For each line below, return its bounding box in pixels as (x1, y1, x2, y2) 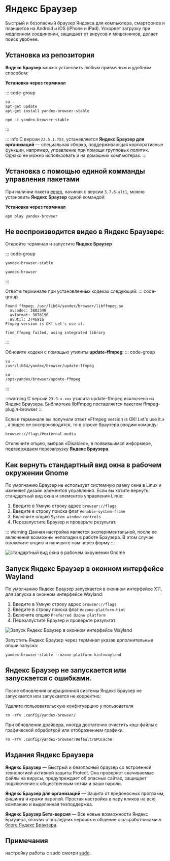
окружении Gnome (5, 468, 69, 477)
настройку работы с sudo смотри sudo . (5, 850, 91, 856)
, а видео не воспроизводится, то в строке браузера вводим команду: (5, 422, 158, 428)
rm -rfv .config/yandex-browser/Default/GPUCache (5, 737, 113, 742)
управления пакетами (5, 175, 80, 184)
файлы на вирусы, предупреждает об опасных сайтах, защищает (5, 775, 147, 781)
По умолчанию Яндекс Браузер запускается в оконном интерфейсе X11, (5, 586, 162, 592)
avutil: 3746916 (10, 317, 44, 322)
